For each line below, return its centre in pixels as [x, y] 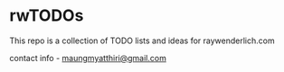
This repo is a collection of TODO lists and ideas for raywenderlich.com [142, 40]
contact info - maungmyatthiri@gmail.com [88, 58]
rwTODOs [47, 16]
